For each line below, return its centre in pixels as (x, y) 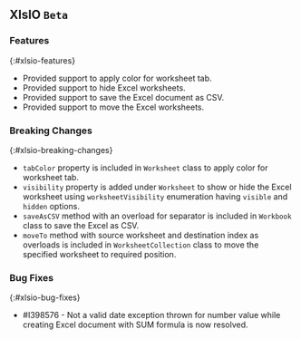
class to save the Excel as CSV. (81, 225)
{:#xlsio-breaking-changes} (61, 150)
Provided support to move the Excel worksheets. (113, 107)
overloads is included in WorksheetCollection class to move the (141, 245)
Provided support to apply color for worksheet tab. (117, 78)
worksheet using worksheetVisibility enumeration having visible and (155, 196)
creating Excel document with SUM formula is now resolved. (135, 324)
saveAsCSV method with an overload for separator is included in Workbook (157, 216)
